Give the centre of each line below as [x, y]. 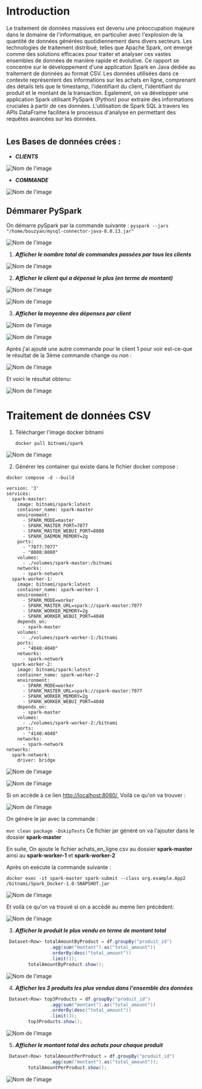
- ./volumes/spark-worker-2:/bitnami [70, 723]
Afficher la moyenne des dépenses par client [73, 314]
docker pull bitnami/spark [49, 444]
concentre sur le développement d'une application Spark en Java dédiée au [101, 67]
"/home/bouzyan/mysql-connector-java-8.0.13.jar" [70, 232]
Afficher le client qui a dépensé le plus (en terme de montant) [94, 278]
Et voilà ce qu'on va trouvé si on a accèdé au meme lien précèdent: [90, 907]
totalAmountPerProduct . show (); [68, 1068]
